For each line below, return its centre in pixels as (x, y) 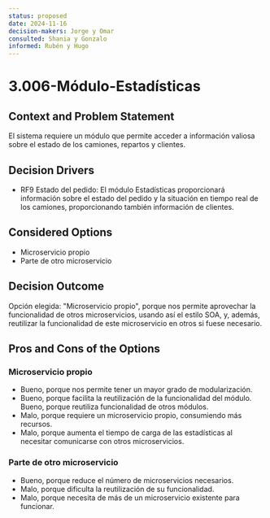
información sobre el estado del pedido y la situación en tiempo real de (139, 198)
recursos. (36, 424)
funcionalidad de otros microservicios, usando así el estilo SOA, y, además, (134, 315)
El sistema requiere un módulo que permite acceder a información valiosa (132, 136)
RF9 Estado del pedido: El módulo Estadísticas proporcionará (122, 189)
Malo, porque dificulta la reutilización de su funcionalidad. (117, 489)
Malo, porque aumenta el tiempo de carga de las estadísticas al (126, 433)
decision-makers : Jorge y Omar (61, 31)
